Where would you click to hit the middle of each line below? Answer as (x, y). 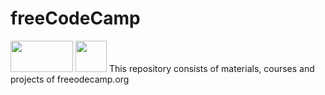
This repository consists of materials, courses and (211, 68)
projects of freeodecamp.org (70, 79)
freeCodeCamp (75, 18)
